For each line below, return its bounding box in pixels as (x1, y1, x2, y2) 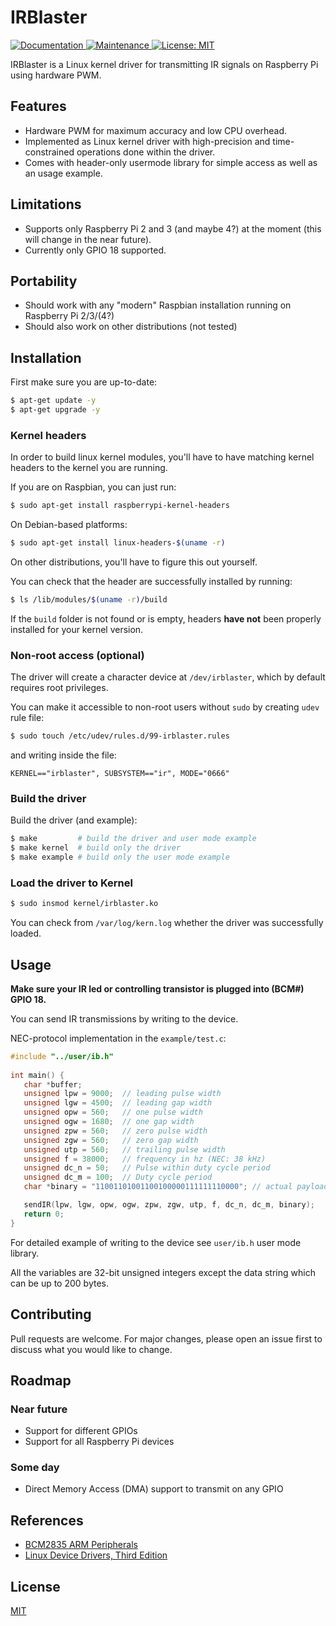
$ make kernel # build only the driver (10, 843, 182, 853)
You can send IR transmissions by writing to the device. (10, 1012, 239, 1025)
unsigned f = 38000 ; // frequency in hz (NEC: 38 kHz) (23, 1154, 267, 1164)
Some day (10, 1461, 60, 1475)
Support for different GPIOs (24, 1425, 138, 1437)
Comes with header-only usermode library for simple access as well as (24, 156, 318, 168)
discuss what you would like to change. (10, 1343, 173, 1355)
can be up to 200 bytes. (10, 1277, 109, 1289)
